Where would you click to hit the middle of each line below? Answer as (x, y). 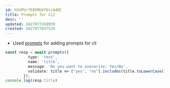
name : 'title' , (44, 62)
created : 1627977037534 (30, 29)
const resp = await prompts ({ (37, 53)
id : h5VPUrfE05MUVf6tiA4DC (34, 10)
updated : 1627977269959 (30, 24)
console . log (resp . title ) (31, 81)
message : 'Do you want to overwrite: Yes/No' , (78, 66)
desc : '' (14, 19)
